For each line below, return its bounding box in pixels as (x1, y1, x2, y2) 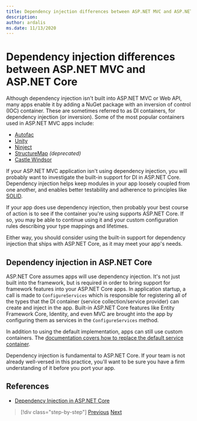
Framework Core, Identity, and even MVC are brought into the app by (6, 310, 173, 318)
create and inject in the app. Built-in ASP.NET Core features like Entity (6, 304, 175, 311)
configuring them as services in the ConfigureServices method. (6, 317, 159, 323)
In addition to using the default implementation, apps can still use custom (6, 328, 183, 335)
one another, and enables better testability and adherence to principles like (6, 186, 187, 193)
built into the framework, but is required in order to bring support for (6, 279, 171, 286)
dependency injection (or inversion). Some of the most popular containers (6, 113, 185, 121)
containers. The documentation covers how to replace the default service (6, 335, 184, 341)
